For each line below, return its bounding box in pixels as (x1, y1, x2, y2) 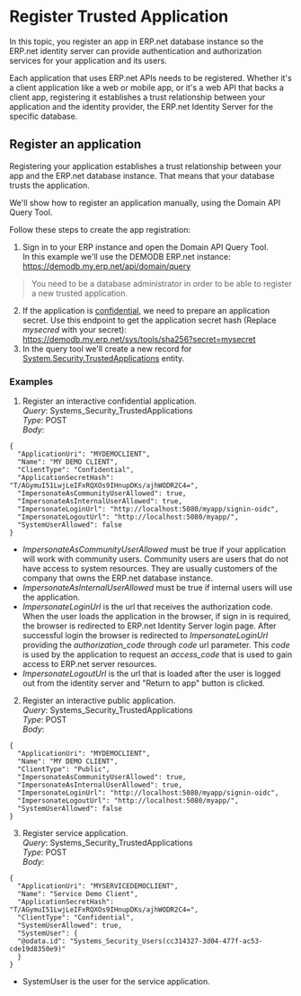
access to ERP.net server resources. (22, 659, 157, 670)
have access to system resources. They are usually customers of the (22, 564, 278, 574)
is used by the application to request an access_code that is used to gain (22, 649, 293, 660)
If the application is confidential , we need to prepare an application (22, 305, 270, 316)
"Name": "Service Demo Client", (17, 890, 139, 899)
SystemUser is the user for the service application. (22, 976, 210, 987)
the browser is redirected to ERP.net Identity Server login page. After (22, 620, 277, 631)
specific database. (9, 111, 78, 121)
